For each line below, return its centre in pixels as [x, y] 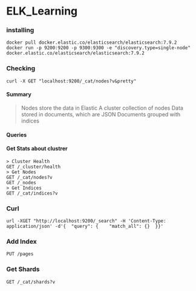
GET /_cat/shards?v [31, 282]
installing [20, 30]
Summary [19, 95]
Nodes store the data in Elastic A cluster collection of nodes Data [102, 108]
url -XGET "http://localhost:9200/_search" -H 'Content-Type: [86, 221]
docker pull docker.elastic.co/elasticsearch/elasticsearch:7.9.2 [92, 43]
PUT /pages [20, 254]
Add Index [22, 242]
